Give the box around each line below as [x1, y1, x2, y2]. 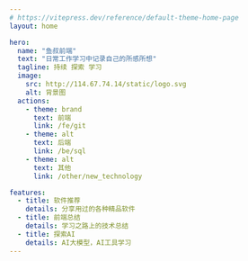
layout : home [9, 22, 58, 31]
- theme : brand [25, 104, 83, 113]
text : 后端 [32, 139, 72, 148]
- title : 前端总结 [17, 213, 81, 222]
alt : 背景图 [25, 87, 66, 97]
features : [9, 188, 47, 197]
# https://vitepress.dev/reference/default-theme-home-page [9, 13, 240, 22]
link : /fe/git [32, 121, 87, 130]
